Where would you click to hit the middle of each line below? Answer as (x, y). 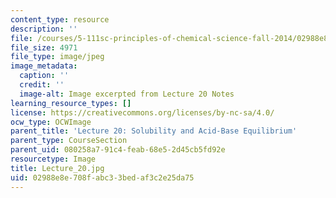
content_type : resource (60, 19)
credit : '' (42, 85)
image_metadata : (44, 66)
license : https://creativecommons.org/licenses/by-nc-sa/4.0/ (142, 112)
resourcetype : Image (53, 159)
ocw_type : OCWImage (51, 122)
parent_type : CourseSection (69, 141)
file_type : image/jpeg (57, 57)
